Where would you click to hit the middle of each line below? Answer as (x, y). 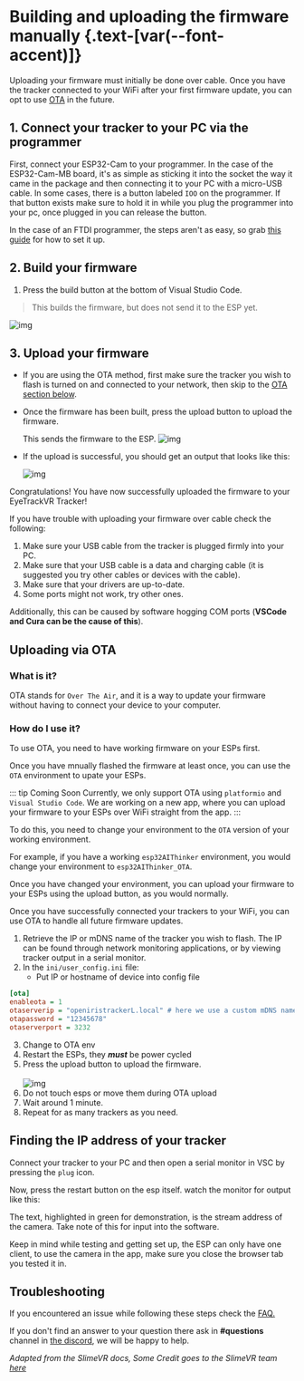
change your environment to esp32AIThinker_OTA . (101, 866)
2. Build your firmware (73, 268)
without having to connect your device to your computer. (115, 705)
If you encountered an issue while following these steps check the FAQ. (142, 1313)
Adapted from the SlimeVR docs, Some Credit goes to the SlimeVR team (143, 1358)
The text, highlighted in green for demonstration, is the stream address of (146, 1217)
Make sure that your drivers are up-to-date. (104, 584)
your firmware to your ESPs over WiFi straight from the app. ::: (125, 812)
